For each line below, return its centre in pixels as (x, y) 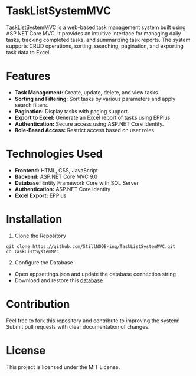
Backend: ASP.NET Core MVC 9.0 (56, 176)
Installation (34, 219)
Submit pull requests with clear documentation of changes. (78, 326)
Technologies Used (55, 154)
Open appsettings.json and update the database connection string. (96, 274)
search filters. (32, 105)
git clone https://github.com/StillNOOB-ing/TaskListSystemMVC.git (91, 246)
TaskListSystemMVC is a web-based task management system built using (96, 27)
